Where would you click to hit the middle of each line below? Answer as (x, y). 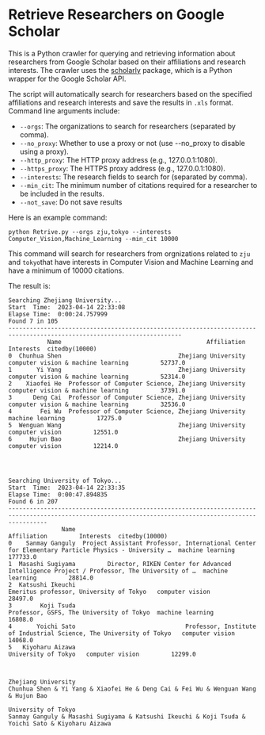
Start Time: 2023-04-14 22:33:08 (67, 307)
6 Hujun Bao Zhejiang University (127, 439)
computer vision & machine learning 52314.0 (97, 377)
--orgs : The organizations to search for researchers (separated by (127, 126)
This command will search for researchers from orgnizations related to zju (129, 253)
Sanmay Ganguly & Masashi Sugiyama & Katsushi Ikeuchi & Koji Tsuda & (127, 716)
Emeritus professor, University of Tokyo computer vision (110, 591)
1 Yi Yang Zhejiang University (127, 369)
